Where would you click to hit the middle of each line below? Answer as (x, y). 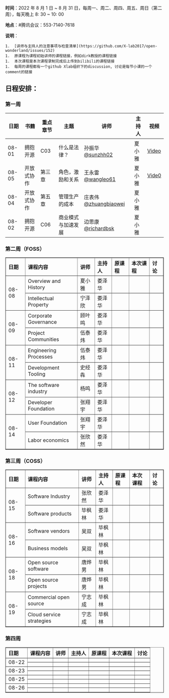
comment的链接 (19, 72)
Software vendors (49, 531)
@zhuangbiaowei (104, 204)
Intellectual (41, 298)
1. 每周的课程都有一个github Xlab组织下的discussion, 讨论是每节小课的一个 (79, 67)
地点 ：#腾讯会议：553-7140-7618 (40, 25)
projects (37, 586)
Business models (48, 548)
